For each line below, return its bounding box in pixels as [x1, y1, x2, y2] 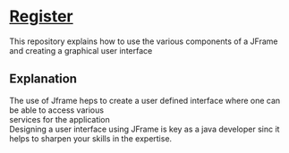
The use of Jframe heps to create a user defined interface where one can [9, 95, 281, 106]
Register [9, 6, 73, 27]
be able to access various [9, 105, 105, 115]
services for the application [9, 114, 110, 124]
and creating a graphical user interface [9, 45, 153, 55]
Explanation [9, 72, 78, 87]
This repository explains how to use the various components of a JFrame [9, 36, 279, 47]
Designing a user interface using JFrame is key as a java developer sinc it [9, 123, 280, 134]
